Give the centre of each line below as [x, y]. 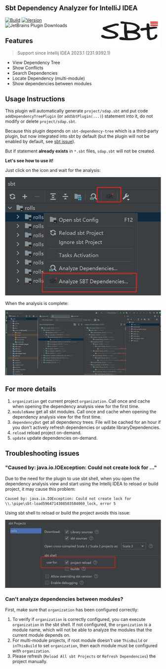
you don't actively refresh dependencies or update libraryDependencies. [86, 427]
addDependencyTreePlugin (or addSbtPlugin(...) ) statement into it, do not [79, 116]
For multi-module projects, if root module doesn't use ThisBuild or [80, 640]
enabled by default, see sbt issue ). [40, 142]
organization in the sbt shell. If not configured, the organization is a [82, 625]
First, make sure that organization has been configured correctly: [72, 610]
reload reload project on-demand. [47, 432]
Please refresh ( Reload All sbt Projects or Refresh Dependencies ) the [84, 656]
